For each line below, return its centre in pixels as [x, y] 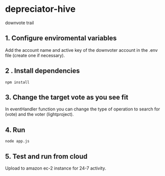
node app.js [17, 141]
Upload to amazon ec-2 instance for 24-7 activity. [56, 168]
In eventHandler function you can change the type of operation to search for [82, 109]
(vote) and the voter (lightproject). [39, 114]
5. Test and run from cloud [46, 156]
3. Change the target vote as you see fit [67, 97]
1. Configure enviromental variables [61, 38]
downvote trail [20, 23]
